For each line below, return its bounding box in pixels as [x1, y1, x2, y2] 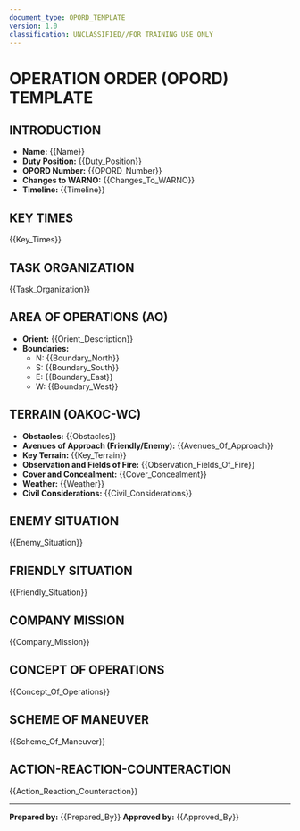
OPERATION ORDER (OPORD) [9, 68, 229, 89]
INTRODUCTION [9, 123, 102, 138]
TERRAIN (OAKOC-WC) [9, 407, 141, 422]
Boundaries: [21, 343, 70, 353]
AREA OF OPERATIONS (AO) [9, 310, 169, 325]
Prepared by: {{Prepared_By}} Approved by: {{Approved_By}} [9, 811, 239, 822]
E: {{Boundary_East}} [35, 371, 113, 382]
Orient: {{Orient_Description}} [21, 333, 134, 344]
